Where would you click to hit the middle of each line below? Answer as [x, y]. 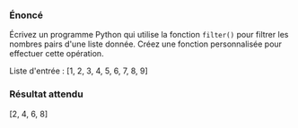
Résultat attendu [46, 94]
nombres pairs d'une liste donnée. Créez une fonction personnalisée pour [146, 44]
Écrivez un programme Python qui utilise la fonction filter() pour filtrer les [149, 35]
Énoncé [26, 15]
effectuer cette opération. [57, 54]
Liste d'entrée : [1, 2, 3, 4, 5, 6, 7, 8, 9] [79, 71]
